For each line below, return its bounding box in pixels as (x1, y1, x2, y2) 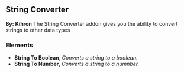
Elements (5, 41, 34, 49)
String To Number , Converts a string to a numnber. (14, 61, 140, 68)
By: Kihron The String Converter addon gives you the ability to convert (5, 20, 178, 27)
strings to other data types (5, 26, 70, 33)
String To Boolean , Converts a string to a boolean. (14, 54, 138, 61)
